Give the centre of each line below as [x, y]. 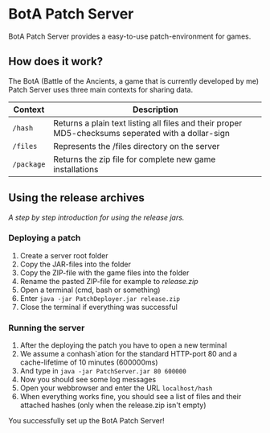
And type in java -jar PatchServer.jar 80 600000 [103, 371]
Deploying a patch [45, 238]
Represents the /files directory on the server [137, 146]
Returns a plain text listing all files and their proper [148, 123]
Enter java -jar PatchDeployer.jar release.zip [100, 298]
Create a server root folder [64, 255]
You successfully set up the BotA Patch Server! [86, 421]
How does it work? [56, 62]
